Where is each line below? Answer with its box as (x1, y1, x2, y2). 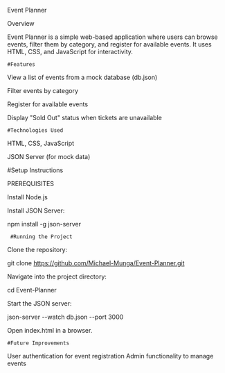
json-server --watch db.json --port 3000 (7, 313, 124, 321)
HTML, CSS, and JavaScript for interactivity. (7, 48, 134, 56)
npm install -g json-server (7, 220, 82, 228)
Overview (7, 19, 35, 27)
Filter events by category (7, 87, 78, 94)
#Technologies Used (7, 127, 64, 134)
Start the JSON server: (7, 299, 72, 308)
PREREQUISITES (7, 180, 54, 188)
